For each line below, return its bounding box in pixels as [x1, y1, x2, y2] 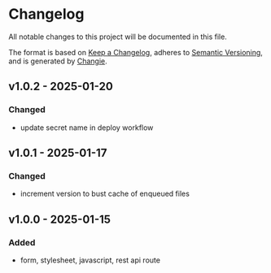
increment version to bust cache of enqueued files [20, 188, 190, 199]
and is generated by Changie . [8, 56, 107, 66]
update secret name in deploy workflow [20, 123, 154, 132]
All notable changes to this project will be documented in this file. [8, 32, 228, 41]
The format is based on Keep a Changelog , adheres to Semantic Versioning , [8, 47, 263, 57]
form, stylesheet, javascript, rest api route [20, 255, 161, 265]
